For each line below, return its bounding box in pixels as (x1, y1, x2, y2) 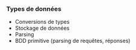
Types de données (6, 5, 62, 13)
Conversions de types (14, 18, 70, 26)
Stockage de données (14, 24, 70, 32)
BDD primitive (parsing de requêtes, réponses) (14, 37, 131, 45)
